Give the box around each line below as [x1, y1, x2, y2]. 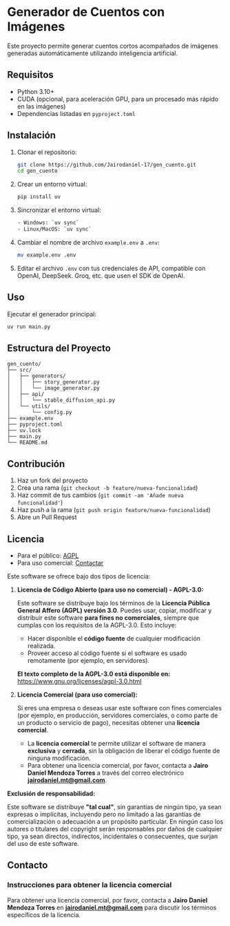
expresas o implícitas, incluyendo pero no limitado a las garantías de [7, 810, 201, 818]
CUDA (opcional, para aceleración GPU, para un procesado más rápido [17, 95, 219, 103]
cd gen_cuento [17, 167, 58, 175]
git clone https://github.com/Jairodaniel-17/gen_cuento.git [17, 161, 197, 168]
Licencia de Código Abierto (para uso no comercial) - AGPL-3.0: [17, 585, 204, 594]
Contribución [7, 457, 65, 470]
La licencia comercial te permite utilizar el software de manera [27, 739, 207, 747]
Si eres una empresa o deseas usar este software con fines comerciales [17, 703, 222, 712]
